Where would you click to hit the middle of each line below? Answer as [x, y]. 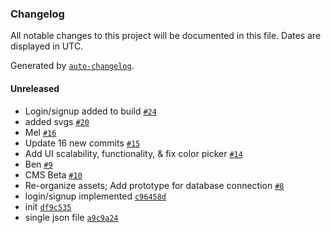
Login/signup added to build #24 [90, 111]
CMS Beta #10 [53, 174]
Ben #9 [38, 164]
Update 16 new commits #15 [82, 143]
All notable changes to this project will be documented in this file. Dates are [166, 36]
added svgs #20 [57, 121]
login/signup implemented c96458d [95, 196]
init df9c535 [48, 206]
